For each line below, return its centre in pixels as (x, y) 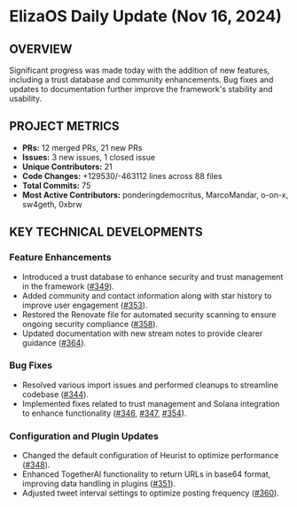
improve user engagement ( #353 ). (85, 305)
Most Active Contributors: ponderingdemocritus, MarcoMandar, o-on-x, (155, 195)
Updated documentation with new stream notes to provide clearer (142, 333)
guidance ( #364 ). (54, 342)
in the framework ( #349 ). (68, 286)
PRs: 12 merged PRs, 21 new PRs (82, 147)
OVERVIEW (41, 49)
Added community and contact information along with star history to (147, 295)
